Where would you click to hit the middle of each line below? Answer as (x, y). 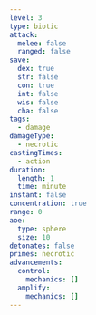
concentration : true (48, 204)
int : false (38, 94)
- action (34, 161)
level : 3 (26, 18)
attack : (24, 34)
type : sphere (42, 229)
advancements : (36, 263)
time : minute (42, 187)
